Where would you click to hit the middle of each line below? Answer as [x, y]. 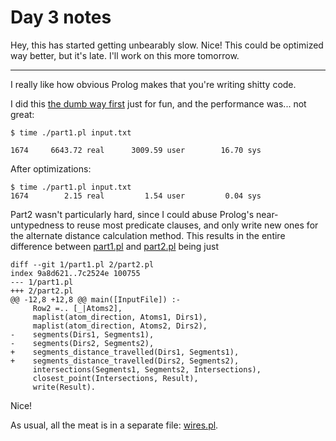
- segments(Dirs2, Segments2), [82, 343]
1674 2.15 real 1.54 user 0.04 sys [136, 196]
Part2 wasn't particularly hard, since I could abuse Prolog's [132, 214]
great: [22, 114]
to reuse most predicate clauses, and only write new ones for [192, 225]
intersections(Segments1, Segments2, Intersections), [147, 369]
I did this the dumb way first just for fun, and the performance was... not [158, 103]
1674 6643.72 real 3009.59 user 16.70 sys [136, 150]
